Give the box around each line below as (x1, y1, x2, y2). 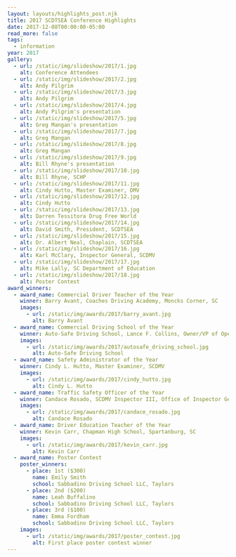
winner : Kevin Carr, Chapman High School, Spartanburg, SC (20, 428, 197, 435)
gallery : (7, 56, 33, 63)
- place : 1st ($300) (25, 468, 86, 475)
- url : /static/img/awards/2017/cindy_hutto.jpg (25, 376, 171, 383)
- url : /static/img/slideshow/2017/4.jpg (13, 102, 137, 109)
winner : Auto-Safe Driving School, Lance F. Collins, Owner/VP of (20, 330, 218, 337)
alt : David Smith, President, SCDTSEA (20, 225, 133, 232)
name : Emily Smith (32, 474, 86, 481)
